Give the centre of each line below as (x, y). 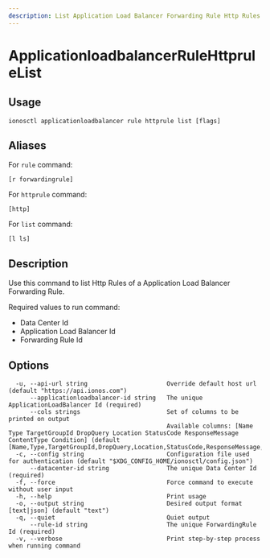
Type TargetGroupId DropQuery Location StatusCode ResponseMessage (124, 433)
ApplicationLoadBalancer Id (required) (75, 405)
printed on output (39, 420)
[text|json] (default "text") (59, 511)
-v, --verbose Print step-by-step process (138, 539)
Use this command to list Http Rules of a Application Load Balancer (119, 283)
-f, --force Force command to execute (134, 483)
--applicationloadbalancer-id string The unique (116, 398)
